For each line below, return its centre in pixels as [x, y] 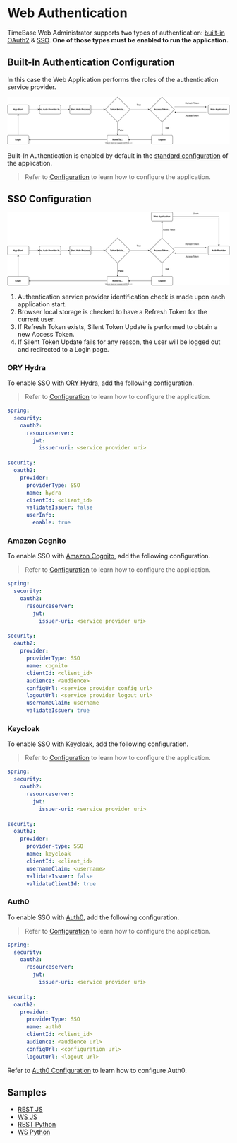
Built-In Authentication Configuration [91, 63]
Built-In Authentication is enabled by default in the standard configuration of [118, 155]
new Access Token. [46, 334]
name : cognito [47, 666]
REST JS [30, 1110]
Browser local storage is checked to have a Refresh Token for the [113, 311]
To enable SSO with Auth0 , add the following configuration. [93, 917]
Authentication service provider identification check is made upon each [121, 297]
